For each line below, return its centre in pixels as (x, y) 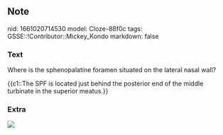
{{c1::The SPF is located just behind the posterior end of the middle (105, 83)
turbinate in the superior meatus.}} (58, 91)
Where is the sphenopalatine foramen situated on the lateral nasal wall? (112, 70)
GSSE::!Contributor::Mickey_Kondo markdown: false (83, 36)
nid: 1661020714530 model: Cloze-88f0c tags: (75, 28)
